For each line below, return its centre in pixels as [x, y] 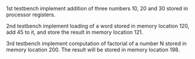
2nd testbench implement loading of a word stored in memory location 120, [98, 26]
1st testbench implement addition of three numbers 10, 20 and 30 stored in [97, 8]
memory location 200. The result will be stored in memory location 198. [93, 50]
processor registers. [31, 15]
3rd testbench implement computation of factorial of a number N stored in [96, 44]
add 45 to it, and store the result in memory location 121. [75, 32]
